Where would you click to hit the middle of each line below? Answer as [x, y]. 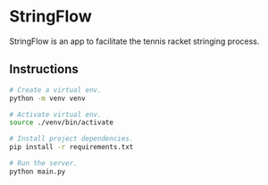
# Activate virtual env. [55, 114]
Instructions [44, 69]
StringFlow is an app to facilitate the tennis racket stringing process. [134, 41]
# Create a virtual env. [55, 90]
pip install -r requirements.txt [71, 147]
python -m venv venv [48, 98]
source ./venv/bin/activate [62, 122]
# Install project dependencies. [71, 139]
